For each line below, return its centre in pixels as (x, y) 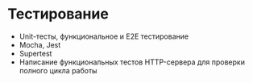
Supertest (35, 53)
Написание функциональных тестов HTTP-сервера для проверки (132, 62)
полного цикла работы (58, 70)
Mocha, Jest (40, 44)
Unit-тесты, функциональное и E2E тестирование (104, 36)
